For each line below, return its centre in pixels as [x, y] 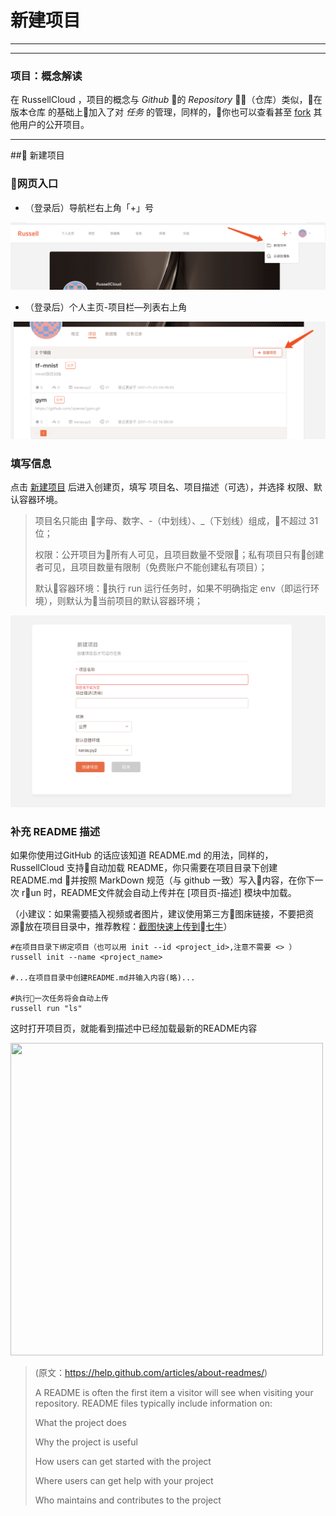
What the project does [80, 1423]
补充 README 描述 [55, 831]
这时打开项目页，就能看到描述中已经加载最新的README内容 [134, 1028]
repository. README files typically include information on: [153, 1403]
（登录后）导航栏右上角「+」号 [89, 207]
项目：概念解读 [46, 76]
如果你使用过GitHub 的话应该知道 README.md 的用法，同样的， [142, 855]
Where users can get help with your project [124, 1481]
